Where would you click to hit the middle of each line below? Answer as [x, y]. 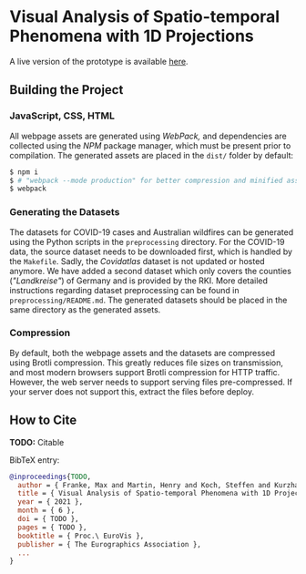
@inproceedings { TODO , [51, 477]
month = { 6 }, [46, 511]
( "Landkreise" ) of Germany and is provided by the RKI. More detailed [139, 281]
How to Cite [43, 420]
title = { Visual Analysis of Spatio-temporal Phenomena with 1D [144, 494]
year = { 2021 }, [51, 502]
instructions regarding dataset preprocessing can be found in [124, 290]
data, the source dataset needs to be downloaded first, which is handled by [151, 251]
